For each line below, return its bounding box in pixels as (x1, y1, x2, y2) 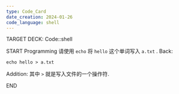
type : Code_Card (6, 8, 46, 15)
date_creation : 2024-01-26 (6, 14, 73, 20)
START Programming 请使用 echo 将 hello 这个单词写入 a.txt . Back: (6, 48, 173, 55)
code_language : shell (6, 19, 60, 25)
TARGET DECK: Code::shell (6, 36, 73, 43)
